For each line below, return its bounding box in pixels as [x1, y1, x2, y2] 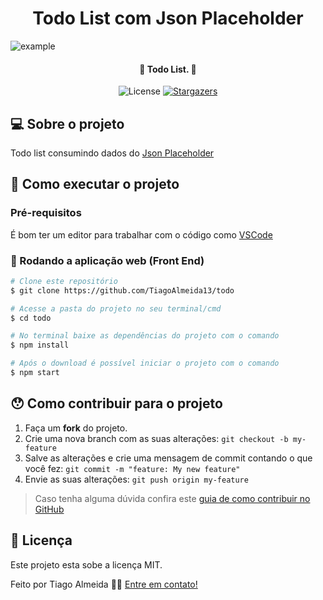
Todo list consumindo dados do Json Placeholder [10, 147, 215, 159]
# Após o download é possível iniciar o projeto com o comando [10, 358, 280, 369]
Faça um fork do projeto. [24, 422, 128, 434]
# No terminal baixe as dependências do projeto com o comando [10, 331, 280, 341]
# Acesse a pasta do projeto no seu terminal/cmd [10, 303, 222, 314]
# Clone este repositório [10, 276, 118, 286]
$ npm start [10, 368, 60, 378]
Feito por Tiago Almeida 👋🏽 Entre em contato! [10, 578, 198, 590]
